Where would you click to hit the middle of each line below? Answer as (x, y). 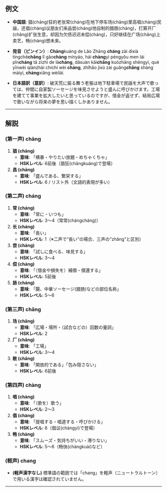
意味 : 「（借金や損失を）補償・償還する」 (61, 270)
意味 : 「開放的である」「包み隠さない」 (59, 365)
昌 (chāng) (23, 169)
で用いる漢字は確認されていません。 (49, 479)
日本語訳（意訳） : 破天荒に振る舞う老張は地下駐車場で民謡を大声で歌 (83, 83)
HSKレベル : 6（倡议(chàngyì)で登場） (59, 428)
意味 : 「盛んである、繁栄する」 (51, 175)
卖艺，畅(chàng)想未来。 (38, 40)
